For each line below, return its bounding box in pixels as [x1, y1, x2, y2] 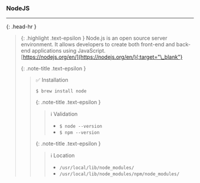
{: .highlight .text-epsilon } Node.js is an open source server [20, 34, 168, 42]
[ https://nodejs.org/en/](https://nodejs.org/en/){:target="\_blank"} [20, 53, 183, 60]
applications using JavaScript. [32, 47, 106, 54]
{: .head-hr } [6, 23, 37, 30]
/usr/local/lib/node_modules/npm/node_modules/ [59, 171, 180, 177]
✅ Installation [35, 76, 68, 84]
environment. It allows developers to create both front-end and [20, 41, 176, 48]
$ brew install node [35, 88, 87, 94]
